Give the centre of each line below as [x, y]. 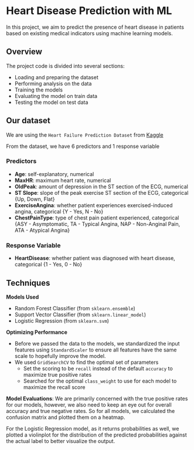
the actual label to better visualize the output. [61, 441]
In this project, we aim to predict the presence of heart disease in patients [95, 27]
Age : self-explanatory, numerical [54, 174]
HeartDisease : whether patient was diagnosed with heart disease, [95, 258]
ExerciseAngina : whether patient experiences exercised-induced [93, 205]
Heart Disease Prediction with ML [89, 11]
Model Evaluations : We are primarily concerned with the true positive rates [97, 398]
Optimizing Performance [37, 332]
